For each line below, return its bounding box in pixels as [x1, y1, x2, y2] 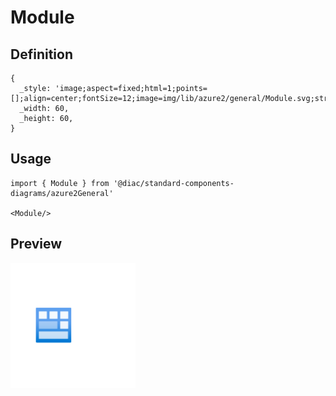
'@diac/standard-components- [113, 178, 235, 188]
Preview [10, 236, 63, 253]
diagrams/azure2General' [10, 188, 114, 198]
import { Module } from [10, 178, 110, 188]
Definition [10, 46, 73, 63]
